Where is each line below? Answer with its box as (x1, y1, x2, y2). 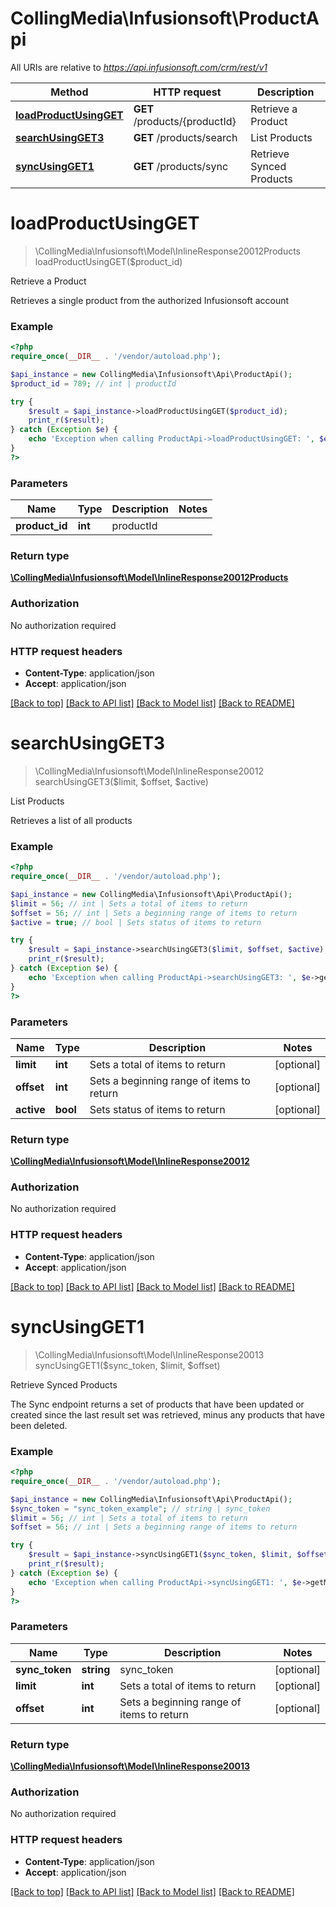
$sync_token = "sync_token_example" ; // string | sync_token (10, 1503, 271, 1514)
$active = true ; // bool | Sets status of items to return (10, 917, 262, 927)
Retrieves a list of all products (10, 814, 133, 826)
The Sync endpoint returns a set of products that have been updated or (10, 1398, 305, 1410)
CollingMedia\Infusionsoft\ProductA (10, 7, 320, 30)
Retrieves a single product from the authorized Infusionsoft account (10, 294, 290, 306)
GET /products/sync (133, 159, 229, 173)
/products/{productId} (133, 114, 237, 128)
